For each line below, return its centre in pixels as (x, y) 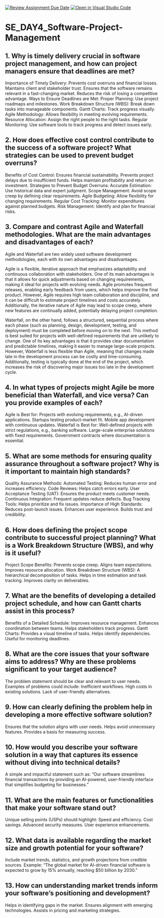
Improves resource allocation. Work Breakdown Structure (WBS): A (73, 570)
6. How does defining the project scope (66, 530)
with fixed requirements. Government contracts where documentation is (78, 435)
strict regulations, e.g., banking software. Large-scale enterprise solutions (80, 430)
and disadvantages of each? (49, 242)
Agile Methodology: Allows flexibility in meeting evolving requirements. (77, 114)
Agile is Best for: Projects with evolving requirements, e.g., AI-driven (74, 415)
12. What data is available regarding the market (78, 840)
